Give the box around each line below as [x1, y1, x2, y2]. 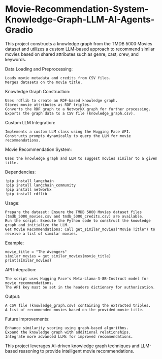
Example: [5, 240, 24, 246]
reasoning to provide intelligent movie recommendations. [19, 348, 134, 354]
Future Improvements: [5, 316, 50, 322]
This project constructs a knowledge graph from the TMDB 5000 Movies [5, 40, 153, 46]
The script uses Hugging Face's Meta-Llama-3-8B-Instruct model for [5, 276, 149, 281]
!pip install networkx [5, 187, 52, 192]
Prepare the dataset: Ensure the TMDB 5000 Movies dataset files [5, 210, 142, 215]
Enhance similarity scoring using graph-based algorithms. [5, 325, 129, 330]
